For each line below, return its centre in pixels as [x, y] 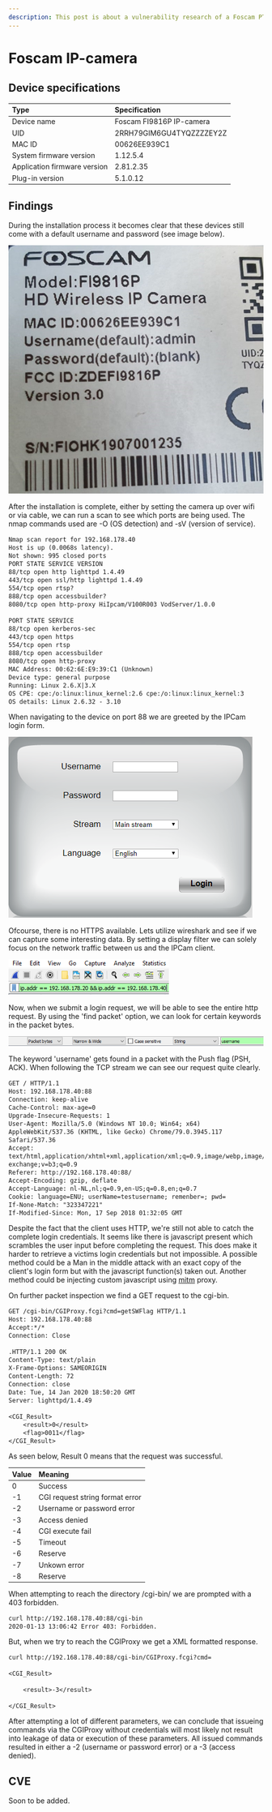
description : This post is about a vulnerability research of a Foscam [132, 17]
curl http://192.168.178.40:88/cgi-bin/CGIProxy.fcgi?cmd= [110, 1658]
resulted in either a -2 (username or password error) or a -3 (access [122, 1747]
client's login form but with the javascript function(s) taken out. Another [127, 1271]
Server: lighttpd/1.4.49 [50, 1401]
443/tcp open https [41, 637]
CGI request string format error [90, 1497]
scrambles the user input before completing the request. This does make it [133, 1245]
